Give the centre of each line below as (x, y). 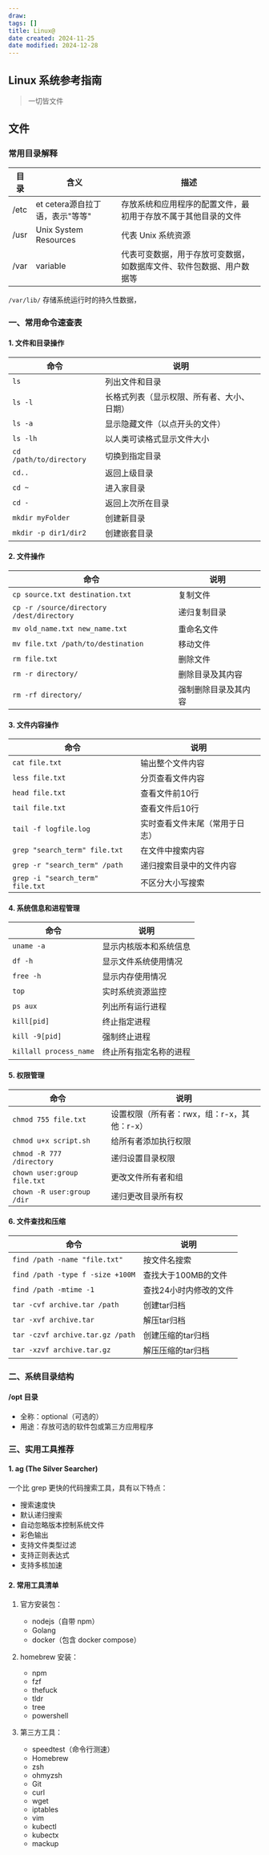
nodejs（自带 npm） (65, 1621)
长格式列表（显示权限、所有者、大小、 (177, 397)
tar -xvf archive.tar (53, 1319)
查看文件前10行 (170, 793)
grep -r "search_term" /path (68, 865)
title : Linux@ (32, 31)
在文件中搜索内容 (173, 850)
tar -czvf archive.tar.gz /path (74, 1335)
